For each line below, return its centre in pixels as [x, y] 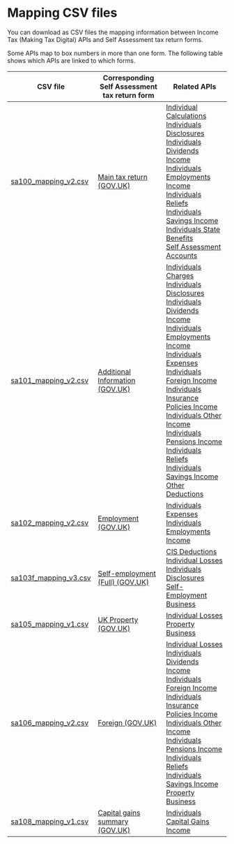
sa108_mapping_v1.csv [50, 821]
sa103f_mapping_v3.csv [51, 578]
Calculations [186, 115]
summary [113, 821]
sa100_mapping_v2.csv [50, 181]
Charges [180, 275]
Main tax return [123, 177]
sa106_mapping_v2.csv [50, 722]
